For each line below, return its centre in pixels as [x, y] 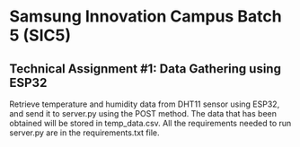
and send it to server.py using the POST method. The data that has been [143, 113]
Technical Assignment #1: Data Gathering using [145, 69]
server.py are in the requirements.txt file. [84, 133]
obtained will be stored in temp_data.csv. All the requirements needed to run [150, 123]
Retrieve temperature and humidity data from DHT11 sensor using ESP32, [145, 104]
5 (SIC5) [40, 35]
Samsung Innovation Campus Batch [146, 17]
